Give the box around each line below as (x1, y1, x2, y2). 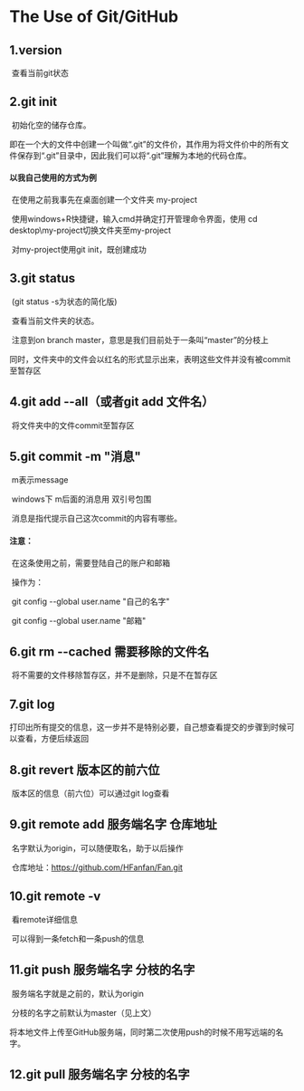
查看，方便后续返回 (16, 733, 89, 744)
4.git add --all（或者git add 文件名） (9, 394, 214, 409)
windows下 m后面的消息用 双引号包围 (11, 493, 152, 504)
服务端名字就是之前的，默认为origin (11, 988, 145, 999)
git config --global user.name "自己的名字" (11, 596, 170, 607)
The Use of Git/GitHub (9, 6, 179, 27)
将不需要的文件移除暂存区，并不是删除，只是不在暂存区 (11, 670, 218, 681)
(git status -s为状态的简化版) (11, 296, 118, 307)
